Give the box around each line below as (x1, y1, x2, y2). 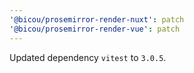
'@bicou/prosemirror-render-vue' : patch (9, 24, 181, 34)
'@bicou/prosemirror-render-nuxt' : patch (9, 14, 185, 25)
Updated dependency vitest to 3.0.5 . (9, 51, 167, 63)
